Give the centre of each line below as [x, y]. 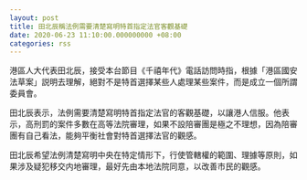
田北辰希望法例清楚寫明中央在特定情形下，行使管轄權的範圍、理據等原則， [149, 155]
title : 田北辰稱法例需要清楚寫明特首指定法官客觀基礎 [99, 26]
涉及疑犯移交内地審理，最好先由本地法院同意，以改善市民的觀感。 [141, 166]
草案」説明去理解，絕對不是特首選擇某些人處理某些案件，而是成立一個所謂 [157, 82]
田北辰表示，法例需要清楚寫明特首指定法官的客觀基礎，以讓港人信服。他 [145, 113]
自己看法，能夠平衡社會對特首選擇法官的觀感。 [113, 136]
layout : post [34, 18]
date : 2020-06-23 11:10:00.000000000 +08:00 [95, 35]
